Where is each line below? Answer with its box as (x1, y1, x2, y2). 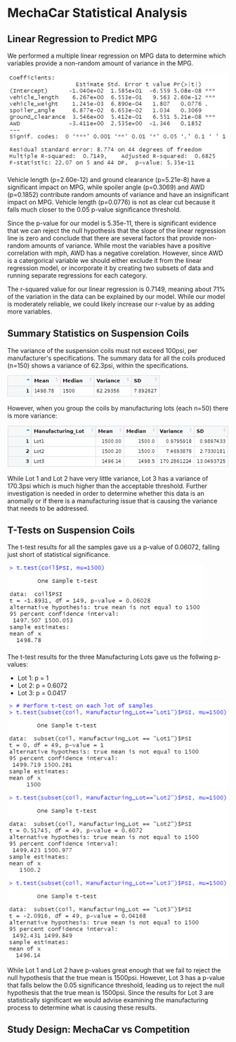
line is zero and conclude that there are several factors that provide (7, 233, 202, 242)
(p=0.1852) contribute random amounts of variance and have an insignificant (7, 190, 229, 198)
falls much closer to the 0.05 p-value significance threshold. (7, 205, 181, 214)
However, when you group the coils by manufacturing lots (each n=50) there (7, 404, 229, 412)
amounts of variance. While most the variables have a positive (31, 241, 211, 250)
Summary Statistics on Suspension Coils (7, 328, 190, 340)
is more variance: (7, 411, 58, 420)
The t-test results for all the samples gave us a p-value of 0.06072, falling (7, 543, 220, 551)
